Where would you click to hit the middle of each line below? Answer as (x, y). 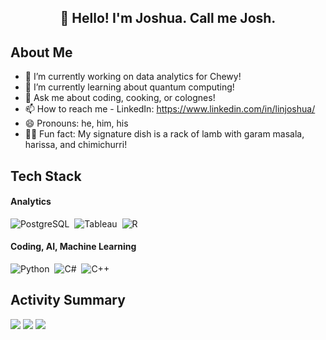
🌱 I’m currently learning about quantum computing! (129, 87)
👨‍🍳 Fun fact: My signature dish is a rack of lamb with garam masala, (164, 134)
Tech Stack (46, 176)
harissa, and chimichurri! (76, 145)
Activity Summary (68, 300)
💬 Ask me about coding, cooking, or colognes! (120, 98)
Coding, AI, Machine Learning (73, 247)
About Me (41, 52)
